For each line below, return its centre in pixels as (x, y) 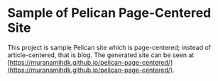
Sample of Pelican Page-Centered (109, 13)
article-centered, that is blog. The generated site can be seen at (101, 55)
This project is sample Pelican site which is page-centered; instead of (109, 47)
